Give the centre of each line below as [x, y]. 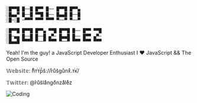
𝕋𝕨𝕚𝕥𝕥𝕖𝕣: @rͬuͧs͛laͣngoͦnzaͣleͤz [39, 82]
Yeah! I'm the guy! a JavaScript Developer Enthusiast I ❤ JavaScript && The [99, 53]
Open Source [22, 59]
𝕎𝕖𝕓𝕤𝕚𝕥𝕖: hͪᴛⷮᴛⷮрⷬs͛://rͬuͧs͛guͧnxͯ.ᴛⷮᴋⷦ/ [43, 71]
